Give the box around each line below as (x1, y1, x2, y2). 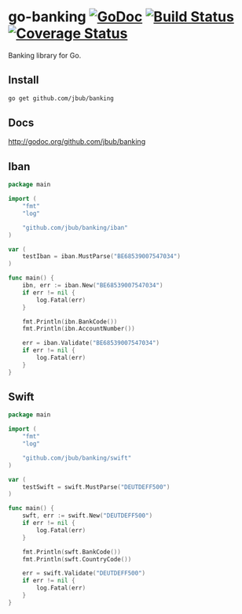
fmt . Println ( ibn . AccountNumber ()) (22, 325, 135, 333)
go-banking (8, 8, 86, 26)
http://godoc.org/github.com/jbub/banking (8, 137, 146, 146)
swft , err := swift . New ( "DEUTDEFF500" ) (22, 512, 153, 520)
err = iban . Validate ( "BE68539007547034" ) (22, 339, 159, 347)
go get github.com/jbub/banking (8, 94, 114, 102)
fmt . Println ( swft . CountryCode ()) (22, 555, 132, 563)
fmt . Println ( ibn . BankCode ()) (22, 317, 118, 326)
